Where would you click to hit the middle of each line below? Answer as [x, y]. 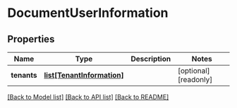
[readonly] [195, 79]
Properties [31, 39]
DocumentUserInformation [88, 13]
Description [151, 59]
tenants [24, 75]
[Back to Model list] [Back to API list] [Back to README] [88, 97]
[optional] [194, 71]
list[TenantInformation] [84, 75]
